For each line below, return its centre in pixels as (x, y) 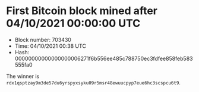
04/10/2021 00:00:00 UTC (73, 23)
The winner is (23, 76)
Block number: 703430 (43, 40)
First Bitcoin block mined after (82, 11)
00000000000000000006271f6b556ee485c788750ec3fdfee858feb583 (104, 58)
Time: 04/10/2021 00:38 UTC (50, 46)
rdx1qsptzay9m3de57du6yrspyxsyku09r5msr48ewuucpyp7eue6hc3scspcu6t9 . (94, 82)
